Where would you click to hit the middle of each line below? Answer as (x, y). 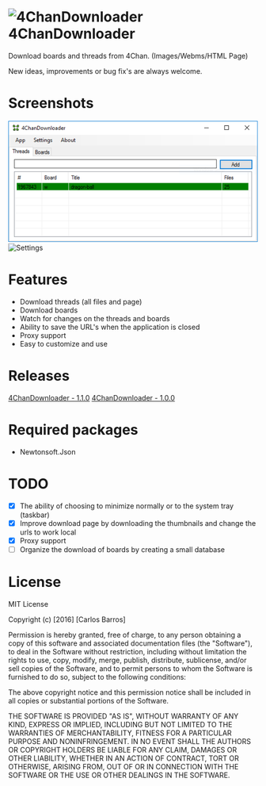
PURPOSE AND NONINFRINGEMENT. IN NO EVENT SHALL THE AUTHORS (130, 741)
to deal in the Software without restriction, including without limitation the (127, 651)
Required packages (73, 429)
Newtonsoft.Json (47, 451)
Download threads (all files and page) (81, 301)
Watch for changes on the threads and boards (95, 318)
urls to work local (48, 532)
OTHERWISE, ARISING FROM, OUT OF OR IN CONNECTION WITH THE (123, 766)
